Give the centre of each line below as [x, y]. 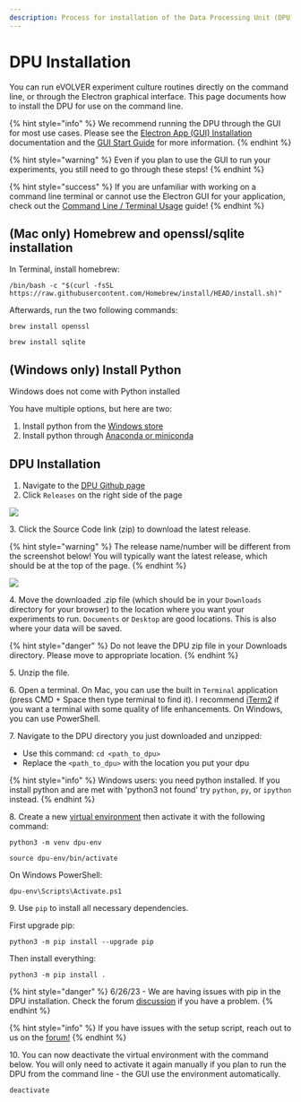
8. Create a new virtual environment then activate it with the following [138, 816]
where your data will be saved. [66, 628]
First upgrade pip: [42, 925]
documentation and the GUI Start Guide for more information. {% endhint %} [150, 142]
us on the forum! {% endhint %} [68, 1037]
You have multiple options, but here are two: [91, 409]
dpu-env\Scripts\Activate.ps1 [66, 891]
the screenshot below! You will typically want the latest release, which [138, 556]
